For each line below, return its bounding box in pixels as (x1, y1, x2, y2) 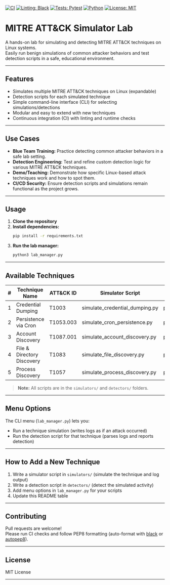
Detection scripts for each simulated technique (12, 94, 110, 100)
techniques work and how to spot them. (12, 175, 96, 181)
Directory (16, 351, 38, 358)
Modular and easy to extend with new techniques (12, 109, 116, 116)
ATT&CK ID (49, 289, 77, 296)
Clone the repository (12, 218, 57, 225)
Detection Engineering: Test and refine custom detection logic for (12, 158, 151, 164)
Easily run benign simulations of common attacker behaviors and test (5, 50, 149, 56)
